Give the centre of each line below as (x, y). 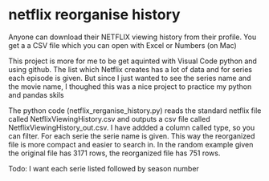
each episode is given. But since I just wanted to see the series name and (130, 78)
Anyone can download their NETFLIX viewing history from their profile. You (132, 37)
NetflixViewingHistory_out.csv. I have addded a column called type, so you (132, 127)
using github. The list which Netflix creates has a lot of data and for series (130, 69)
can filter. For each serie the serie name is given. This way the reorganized (132, 136)
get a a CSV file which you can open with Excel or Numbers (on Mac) (122, 45)
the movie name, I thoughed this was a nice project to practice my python (130, 86)
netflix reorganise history (94, 15)
